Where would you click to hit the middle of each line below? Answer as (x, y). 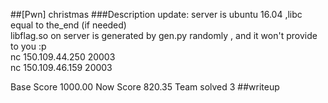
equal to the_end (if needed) (68, 25)
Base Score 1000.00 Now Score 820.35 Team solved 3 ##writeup (145, 87)
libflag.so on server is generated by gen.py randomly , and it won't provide (164, 35)
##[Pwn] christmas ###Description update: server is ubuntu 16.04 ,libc (156, 14)
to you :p (28, 46)
